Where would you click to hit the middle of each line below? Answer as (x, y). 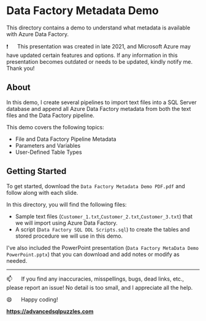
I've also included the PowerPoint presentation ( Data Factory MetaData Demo (103, 247)
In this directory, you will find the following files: (67, 204)
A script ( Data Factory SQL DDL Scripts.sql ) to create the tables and (102, 229)
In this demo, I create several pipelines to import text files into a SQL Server (102, 102)
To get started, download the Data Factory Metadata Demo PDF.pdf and (96, 186)
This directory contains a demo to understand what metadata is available (98, 28)
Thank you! (21, 68)
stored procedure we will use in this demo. (69, 236)
